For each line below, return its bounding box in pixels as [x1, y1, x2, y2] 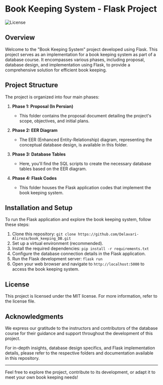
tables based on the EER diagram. [19, 166, 87, 172]
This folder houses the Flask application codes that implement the [19, 184, 151, 190]
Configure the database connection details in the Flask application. [12, 251, 146, 257]
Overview [5, 33, 35, 42]
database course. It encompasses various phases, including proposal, [5, 57, 145, 63]
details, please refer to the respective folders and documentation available [5, 350, 154, 356]
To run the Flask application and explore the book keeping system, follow [5, 217, 151, 223]
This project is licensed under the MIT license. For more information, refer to [5, 293, 158, 299]
